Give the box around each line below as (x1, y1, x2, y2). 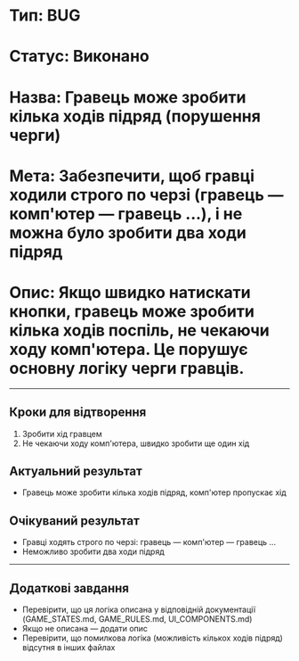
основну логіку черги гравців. (9, 358, 245, 378)
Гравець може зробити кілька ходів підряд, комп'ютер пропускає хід (21, 487, 287, 498)
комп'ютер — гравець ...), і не (9, 203, 243, 224)
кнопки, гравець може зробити (9, 301, 255, 321)
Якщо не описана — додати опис (21, 623, 149, 633)
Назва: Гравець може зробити (9, 87, 246, 107)
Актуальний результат (9, 463, 142, 478)
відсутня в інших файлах (21, 641, 116, 652)
